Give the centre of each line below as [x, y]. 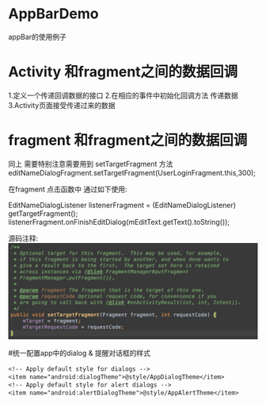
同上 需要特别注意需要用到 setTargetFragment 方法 [91, 164]
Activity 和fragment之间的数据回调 [123, 72]
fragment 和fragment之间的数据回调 [128, 141]
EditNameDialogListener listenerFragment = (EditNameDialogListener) [122, 205]
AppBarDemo [53, 14]
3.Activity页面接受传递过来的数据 [62, 105]
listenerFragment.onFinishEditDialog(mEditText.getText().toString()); [119, 222]
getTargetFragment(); [43, 213]
